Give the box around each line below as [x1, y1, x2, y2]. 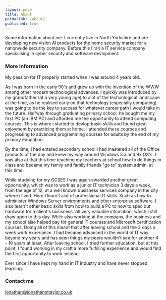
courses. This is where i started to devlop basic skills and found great [5, 120, 147, 126]
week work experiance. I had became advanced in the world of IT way [5, 229, 149, 236]
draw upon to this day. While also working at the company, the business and [5, 214, 161, 220]
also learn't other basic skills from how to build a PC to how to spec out [5, 203, 151, 209]
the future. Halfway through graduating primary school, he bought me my [5, 110, 155, 116]
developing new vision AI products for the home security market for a [5, 40, 147, 46]
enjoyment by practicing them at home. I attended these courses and [5, 126, 146, 132]
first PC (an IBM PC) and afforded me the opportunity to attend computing [5, 115, 157, 121]
